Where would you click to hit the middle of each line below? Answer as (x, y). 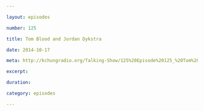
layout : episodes (28, 17)
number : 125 (21, 28)
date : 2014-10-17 (28, 50)
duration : (19, 83)
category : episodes (31, 94)
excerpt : (17, 72)
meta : (13, 61)
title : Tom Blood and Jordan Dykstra (54, 39)
